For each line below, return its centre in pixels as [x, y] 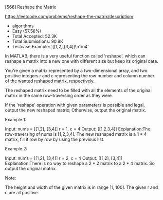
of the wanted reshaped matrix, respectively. [50, 81]
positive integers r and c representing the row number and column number [80, 76]
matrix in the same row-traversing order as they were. [59, 95]
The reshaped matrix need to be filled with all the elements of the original [78, 90]
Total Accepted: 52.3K [35, 36]
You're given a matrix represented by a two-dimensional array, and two [76, 71]
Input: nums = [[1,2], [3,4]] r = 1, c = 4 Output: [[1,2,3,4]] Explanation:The [78, 129]
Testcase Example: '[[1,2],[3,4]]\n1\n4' [50, 46]
